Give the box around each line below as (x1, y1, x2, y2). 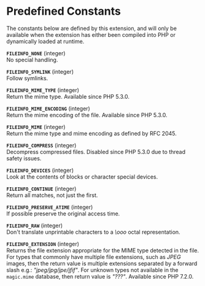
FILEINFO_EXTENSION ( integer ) (6, 240, 80, 247)
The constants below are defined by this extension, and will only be (6, 25, 177, 32)
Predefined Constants (6, 4, 122, 18)
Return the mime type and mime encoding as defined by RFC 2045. (6, 129, 177, 137)
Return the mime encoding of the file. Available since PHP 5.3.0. (6, 111, 168, 118)
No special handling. (6, 56, 58, 63)
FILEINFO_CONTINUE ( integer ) (6, 185, 77, 192)
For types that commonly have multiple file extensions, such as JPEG (6, 253, 181, 260)
